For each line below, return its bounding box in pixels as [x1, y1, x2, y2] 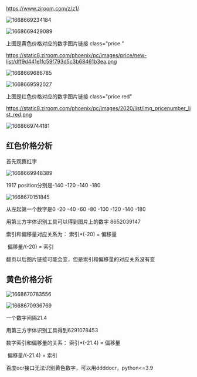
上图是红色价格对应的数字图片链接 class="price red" [6, 93, 133, 100]
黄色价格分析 [6, 275, 53, 285]
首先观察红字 [6, 157, 37, 164]
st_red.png [6, 111, 32, 118]
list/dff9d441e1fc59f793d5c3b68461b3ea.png [6, 58, 117, 65]
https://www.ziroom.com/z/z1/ [6, 5, 80, 12]
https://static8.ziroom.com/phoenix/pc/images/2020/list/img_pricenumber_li [6, 105, 191, 111]
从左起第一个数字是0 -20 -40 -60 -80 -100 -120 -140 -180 [6, 206, 146, 213]
